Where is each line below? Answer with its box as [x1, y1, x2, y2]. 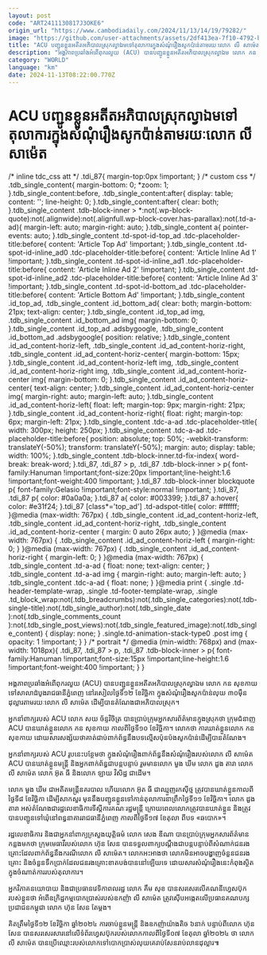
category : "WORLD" [8, 57, 69, 65]
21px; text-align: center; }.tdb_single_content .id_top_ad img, [8, 307, 205, 316]
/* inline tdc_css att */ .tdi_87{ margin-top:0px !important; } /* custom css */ [8, 171, 256, 181]
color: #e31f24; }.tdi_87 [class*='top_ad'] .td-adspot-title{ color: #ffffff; [8, 501, 240, 511]
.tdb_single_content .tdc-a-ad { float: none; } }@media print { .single [8, 577, 231, 587]
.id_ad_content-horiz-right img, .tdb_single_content [8, 366, 176, 375]
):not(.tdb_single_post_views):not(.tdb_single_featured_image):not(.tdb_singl [8, 620, 257, 629]
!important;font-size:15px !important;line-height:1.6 [63, 654, 229, 663]
